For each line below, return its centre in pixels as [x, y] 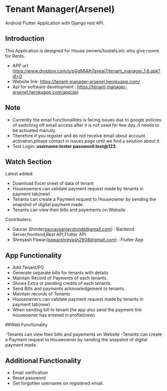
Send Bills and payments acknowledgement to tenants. [69, 289]
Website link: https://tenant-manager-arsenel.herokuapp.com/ [76, 81]
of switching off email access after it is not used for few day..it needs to [86, 125]
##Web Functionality [26, 325]
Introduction [25, 39]
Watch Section [28, 162]
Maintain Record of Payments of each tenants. [60, 278]
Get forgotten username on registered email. [58, 383]
